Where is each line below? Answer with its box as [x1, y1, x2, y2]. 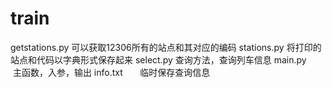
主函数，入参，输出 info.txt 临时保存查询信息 [12, 66, 211, 78]
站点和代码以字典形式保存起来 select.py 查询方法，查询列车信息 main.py [10, 53, 307, 66]
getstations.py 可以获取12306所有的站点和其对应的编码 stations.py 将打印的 [10, 41, 322, 53]
